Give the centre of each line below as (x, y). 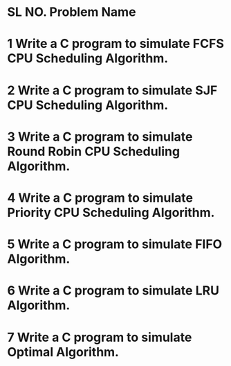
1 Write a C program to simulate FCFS (116, 44)
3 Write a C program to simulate (100, 137)
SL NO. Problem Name (72, 12)
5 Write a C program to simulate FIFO (115, 244)
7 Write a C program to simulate (100, 337)
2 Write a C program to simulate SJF (112, 90)
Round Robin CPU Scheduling (94, 151)
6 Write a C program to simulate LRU (113, 291)
